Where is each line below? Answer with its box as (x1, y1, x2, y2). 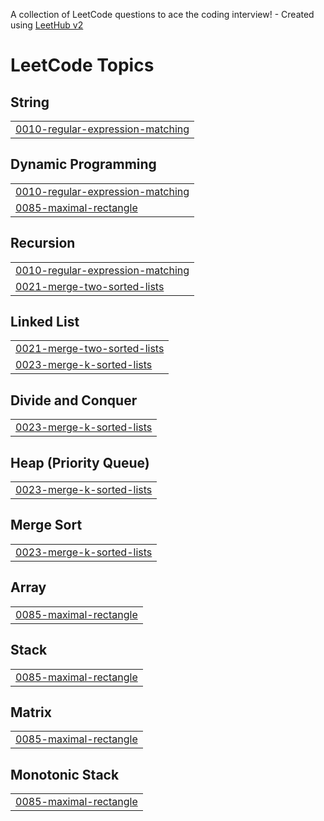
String (10, 94, 50, 111)
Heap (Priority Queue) (10, 454, 150, 471)
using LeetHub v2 (10, 19, 84, 31)
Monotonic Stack (10, 766, 120, 783)
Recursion (10, 235, 76, 252)
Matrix (10, 704, 52, 721)
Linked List (10, 314, 80, 331)
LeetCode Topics (10, 54, 155, 77)
